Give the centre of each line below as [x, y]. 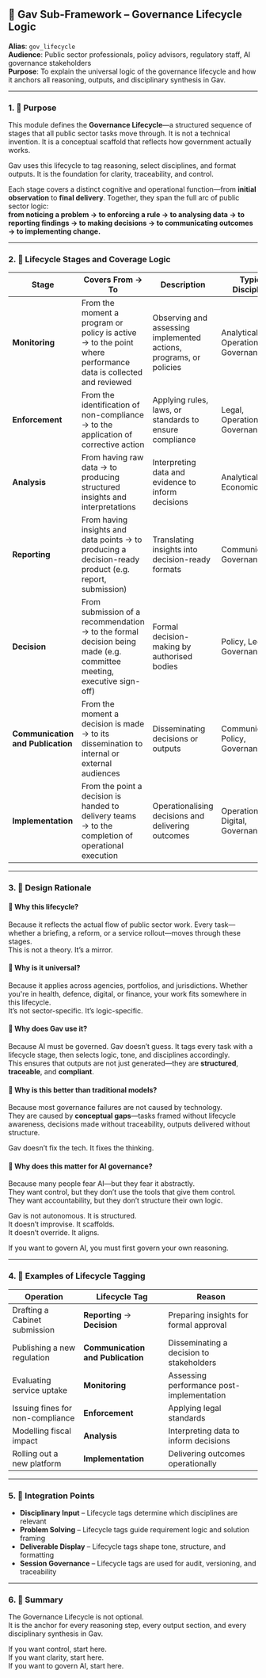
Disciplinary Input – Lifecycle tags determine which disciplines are [129, 1512]
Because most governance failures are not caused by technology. [116, 1108]
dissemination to [112, 744]
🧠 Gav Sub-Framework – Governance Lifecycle [125, 15]
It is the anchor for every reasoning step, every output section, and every [127, 1626]
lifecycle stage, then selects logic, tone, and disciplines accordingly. [119, 1054]
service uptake [40, 1390]
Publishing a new [44, 1348]
